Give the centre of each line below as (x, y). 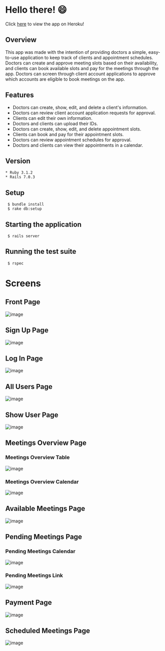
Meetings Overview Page (46, 443)
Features (20, 95)
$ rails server (23, 236)
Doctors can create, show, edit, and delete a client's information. (80, 107)
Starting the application (43, 224)
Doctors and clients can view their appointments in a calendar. (78, 145)
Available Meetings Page (45, 509)
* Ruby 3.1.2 (19, 173)
